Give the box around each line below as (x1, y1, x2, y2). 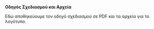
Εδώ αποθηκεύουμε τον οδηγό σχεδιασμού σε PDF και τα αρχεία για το (5, 14, 150, 19)
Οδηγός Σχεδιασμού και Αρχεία (5, 4, 72, 10)
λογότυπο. (5, 19, 27, 24)
